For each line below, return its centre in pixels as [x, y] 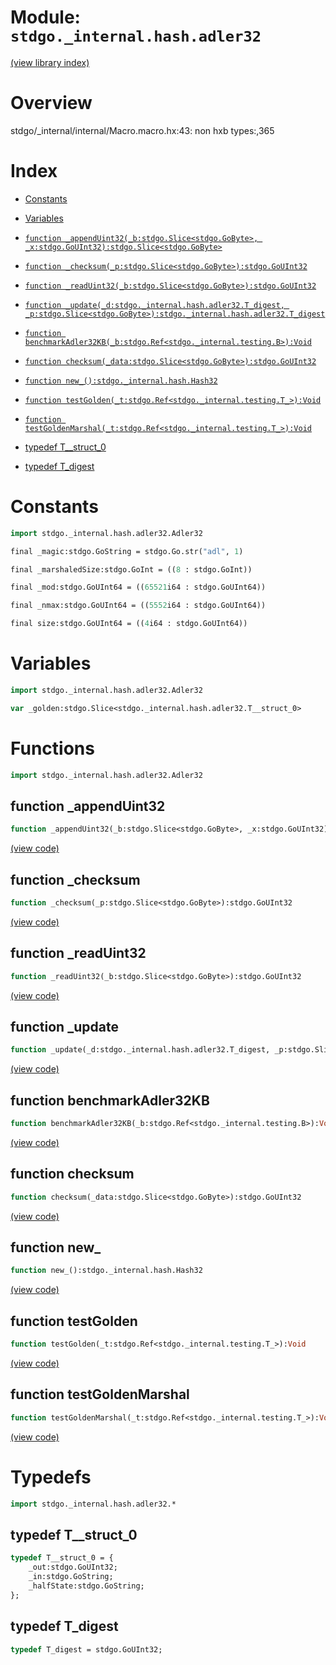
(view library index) [50, 62]
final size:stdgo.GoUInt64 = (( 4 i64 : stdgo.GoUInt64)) [129, 624]
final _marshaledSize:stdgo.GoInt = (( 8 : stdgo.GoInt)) [131, 569]
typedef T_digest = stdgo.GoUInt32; [86, 1649]
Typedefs [51, 1477]
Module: [45, 17]
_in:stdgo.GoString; [71, 1577]
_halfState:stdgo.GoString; [86, 1586]
